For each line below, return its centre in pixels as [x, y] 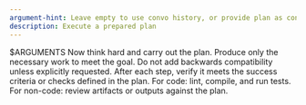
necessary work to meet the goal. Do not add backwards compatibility [141, 62]
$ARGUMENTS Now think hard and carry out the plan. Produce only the [144, 52]
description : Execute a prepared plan [83, 26]
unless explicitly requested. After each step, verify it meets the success [143, 71]
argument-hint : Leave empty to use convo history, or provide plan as [146, 18]
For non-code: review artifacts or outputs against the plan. [119, 91]
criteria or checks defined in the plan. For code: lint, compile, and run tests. [150, 81]
